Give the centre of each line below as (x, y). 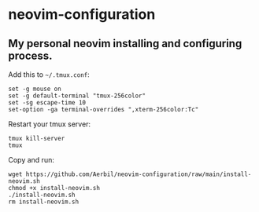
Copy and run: (31, 160)
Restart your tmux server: (50, 124)
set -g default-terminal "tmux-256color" (77, 96)
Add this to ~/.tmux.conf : (49, 75)
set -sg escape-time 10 (47, 103)
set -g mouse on (35, 89)
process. (30, 55)
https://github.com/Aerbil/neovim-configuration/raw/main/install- (139, 174)
